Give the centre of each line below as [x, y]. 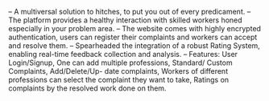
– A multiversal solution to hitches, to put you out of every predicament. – [130, 12]
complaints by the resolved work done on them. [87, 88]
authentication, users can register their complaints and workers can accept [133, 37]
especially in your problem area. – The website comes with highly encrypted [135, 28]
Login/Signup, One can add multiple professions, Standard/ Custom [120, 63]
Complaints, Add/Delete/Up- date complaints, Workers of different [118, 71]
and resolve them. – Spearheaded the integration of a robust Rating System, [134, 46]
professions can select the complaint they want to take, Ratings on [119, 80]
